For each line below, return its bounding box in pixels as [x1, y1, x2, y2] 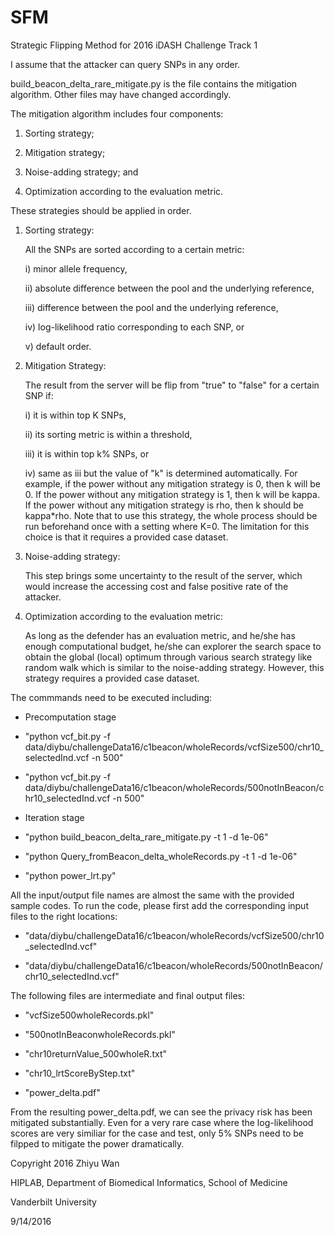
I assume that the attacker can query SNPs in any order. [10, 58, 241, 70]
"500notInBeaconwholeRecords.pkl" [24, 1028, 176, 1040]
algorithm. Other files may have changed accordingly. [10, 88, 232, 100]
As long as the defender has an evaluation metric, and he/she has [24, 629, 296, 641]
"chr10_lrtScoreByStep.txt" [24, 1067, 136, 1079]
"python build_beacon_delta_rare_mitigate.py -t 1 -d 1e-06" [24, 831, 269, 843]
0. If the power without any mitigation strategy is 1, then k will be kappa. [24, 488, 320, 500]
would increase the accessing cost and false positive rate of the [24, 580, 289, 592]
